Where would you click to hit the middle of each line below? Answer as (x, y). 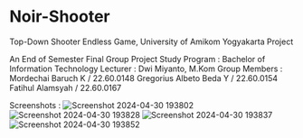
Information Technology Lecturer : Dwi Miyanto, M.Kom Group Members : (146, 69)
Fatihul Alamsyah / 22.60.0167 (66, 87)
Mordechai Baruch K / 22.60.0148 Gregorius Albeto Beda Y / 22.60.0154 (144, 78)
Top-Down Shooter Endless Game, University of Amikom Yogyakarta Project (151, 41)
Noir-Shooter (60, 17)
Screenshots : (35, 105)
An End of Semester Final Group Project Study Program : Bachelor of (137, 59)
